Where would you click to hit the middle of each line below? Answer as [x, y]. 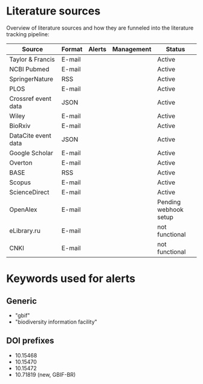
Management [132, 49]
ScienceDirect [29, 192]
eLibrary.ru [25, 231]
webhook [170, 210]
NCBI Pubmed [29, 69]
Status [176, 49]
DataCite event [30, 135]
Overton [21, 162]
